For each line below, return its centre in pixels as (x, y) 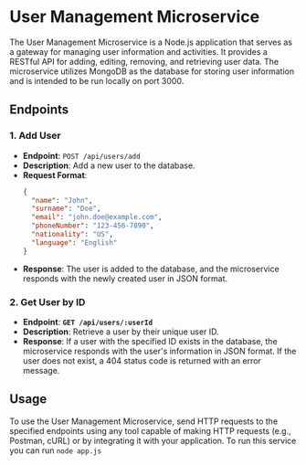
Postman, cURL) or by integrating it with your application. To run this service (153, 440)
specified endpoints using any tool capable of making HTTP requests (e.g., (150, 430)
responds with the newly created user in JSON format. (125, 278)
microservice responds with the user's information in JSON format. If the (159, 351)
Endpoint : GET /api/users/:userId (88, 322)
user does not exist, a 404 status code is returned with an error (142, 360)
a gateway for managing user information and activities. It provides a (138, 51)
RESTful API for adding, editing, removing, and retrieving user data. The (144, 61)
